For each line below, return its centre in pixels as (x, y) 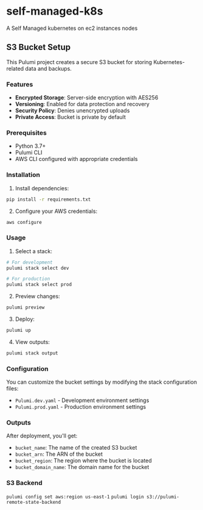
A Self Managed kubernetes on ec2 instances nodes (72, 28)
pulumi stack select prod (39, 285)
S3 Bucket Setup (39, 47)
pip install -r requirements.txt (49, 199)
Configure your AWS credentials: (56, 211)
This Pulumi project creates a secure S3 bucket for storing (79, 62)
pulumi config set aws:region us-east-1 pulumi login (75, 497)
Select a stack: (34, 251)
